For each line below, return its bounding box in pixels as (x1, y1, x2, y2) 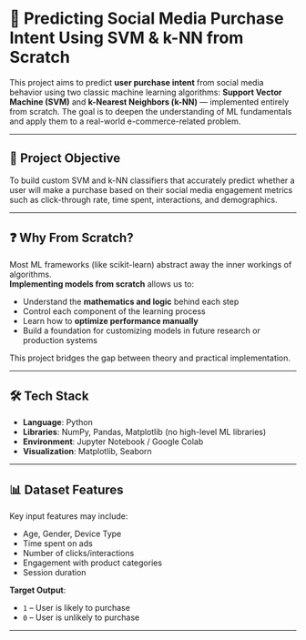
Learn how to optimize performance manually (22, 315, 199, 326)
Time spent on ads (22, 538, 93, 549)
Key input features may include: (9, 511, 128, 522)
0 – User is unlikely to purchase (22, 612, 140, 623)
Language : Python (22, 417, 93, 428)
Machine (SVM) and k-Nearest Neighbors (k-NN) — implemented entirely (9, 96, 290, 107)
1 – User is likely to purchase (22, 603, 130, 614)
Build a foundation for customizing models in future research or (22, 325, 261, 336)
